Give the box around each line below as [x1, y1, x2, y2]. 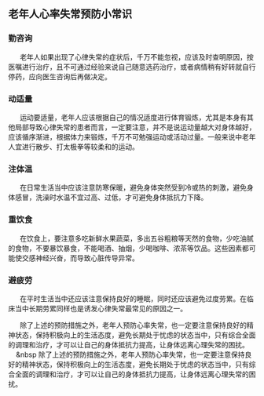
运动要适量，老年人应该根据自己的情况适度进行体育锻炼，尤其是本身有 [19, 112, 247, 122]
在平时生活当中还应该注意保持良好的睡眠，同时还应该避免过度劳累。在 [19, 293, 247, 303]
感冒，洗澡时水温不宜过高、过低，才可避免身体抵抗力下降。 [14, 193, 208, 202]
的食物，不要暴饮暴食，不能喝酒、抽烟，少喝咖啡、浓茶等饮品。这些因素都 [8, 243, 249, 252]
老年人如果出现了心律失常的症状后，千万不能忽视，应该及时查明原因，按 [19, 52, 254, 61]
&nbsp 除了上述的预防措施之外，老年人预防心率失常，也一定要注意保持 [15, 350, 245, 359]
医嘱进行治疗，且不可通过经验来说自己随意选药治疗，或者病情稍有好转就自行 [8, 62, 256, 71]
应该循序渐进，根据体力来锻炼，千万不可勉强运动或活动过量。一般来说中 [8, 132, 242, 141]
